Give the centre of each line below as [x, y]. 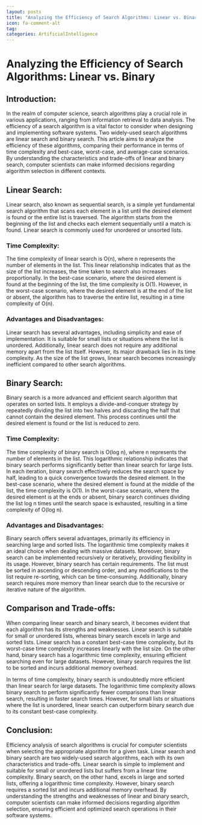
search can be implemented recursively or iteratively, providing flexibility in [99, 557]
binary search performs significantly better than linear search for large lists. [100, 465]
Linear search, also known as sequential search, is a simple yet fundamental [101, 204]
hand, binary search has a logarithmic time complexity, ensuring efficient [96, 655]
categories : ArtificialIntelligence [52, 34]
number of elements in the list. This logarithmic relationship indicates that [97, 458]
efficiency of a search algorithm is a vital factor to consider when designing [100, 126]
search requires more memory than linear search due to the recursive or [96, 583]
